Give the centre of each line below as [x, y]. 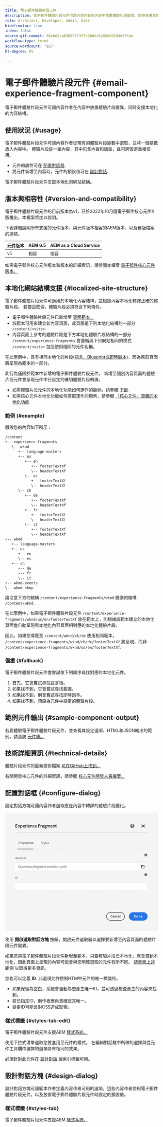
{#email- [110, 82]
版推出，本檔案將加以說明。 [33, 218]
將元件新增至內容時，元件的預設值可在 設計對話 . [60, 172]
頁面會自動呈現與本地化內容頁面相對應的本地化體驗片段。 [62, 625]
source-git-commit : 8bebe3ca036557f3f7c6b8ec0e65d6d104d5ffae [69, 36]
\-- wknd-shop [19, 588]
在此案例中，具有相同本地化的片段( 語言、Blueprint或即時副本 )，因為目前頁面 [81, 357]
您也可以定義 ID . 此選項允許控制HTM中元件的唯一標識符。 [63, 979]
